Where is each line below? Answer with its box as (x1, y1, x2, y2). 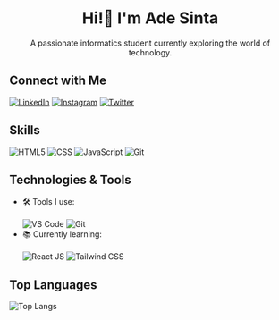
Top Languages (9, 277, 97, 292)
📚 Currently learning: (21, 229, 103, 240)
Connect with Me (9, 73, 107, 88)
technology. (128, 46, 173, 57)
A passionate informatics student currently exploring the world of (30, 38, 271, 48)
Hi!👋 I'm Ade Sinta (81, 8, 219, 29)
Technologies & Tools (9, 172, 131, 187)
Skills (9, 122, 40, 138)
